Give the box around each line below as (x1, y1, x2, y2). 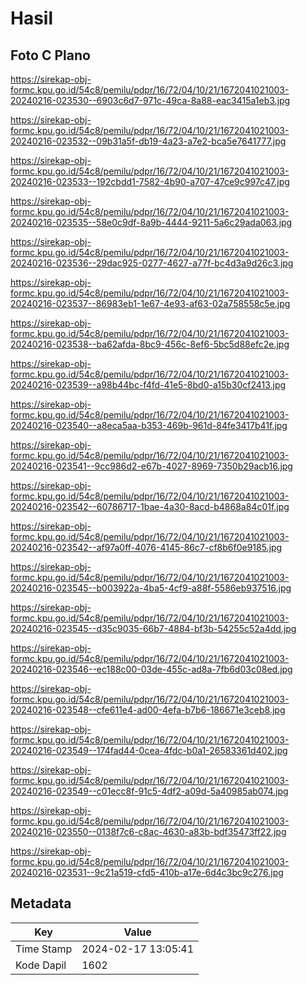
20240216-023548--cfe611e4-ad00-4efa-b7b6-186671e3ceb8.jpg (10, 704, 286, 716)
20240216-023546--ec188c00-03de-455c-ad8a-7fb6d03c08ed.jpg (10, 663, 293, 675)
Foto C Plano (10, 47, 91, 64)
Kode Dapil (15, 958, 67, 972)
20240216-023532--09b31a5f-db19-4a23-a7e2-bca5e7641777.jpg (10, 135, 287, 147)
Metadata (10, 895, 72, 912)
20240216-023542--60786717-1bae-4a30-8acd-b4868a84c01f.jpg (10, 501, 290, 512)
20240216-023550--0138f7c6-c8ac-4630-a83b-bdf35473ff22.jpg (10, 826, 287, 837)
